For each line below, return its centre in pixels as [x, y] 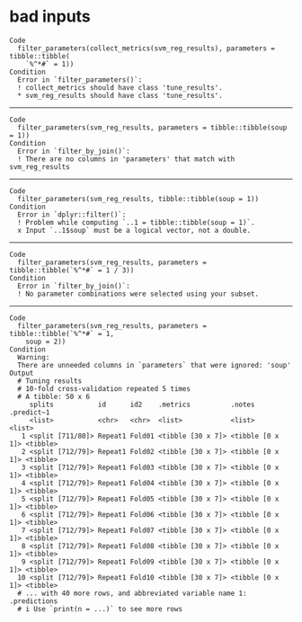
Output [22, 373]
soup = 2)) [46, 342]
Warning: [34, 357]
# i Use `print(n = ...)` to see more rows [100, 609]
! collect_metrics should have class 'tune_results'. [120, 87]
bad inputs [50, 17]
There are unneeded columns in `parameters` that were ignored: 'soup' [155, 365]
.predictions [34, 601]
